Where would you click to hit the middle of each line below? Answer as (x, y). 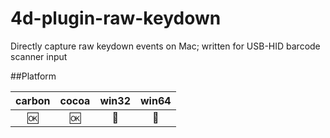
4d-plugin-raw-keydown (116, 18)
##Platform (33, 76)
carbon (33, 100)
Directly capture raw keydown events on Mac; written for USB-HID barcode (165, 46)
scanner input (39, 56)
